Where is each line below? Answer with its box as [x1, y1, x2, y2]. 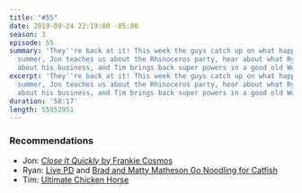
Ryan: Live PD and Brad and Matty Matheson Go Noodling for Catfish [22, 164, 279, 175]
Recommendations [9, 135, 94, 147]
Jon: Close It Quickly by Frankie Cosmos [22, 154, 173, 166]
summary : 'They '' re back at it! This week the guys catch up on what [9, 47, 276, 56]
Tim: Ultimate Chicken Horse [22, 174, 129, 185]
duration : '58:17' [9, 96, 78, 106]
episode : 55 [9, 38, 54, 48]
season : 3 [9, 30, 47, 39]
